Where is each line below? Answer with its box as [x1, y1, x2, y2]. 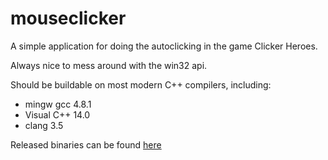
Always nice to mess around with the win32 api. [10, 59, 208, 71]
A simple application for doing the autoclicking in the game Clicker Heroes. [10, 40, 318, 52]
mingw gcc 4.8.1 [24, 98, 92, 110]
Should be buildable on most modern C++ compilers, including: [10, 78, 272, 91]
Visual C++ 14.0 [24, 108, 91, 121]
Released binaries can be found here [10, 138, 162, 151]
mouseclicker [10, 7, 127, 30]
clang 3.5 [24, 119, 64, 131]
